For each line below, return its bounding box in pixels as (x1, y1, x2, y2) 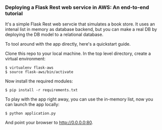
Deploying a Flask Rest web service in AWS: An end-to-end (5, 4, 149, 11)
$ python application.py (5, 111, 56, 116)
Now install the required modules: (5, 78, 73, 84)
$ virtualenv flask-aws (5, 65, 54, 70)
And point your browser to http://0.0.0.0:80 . (5, 120, 93, 126)
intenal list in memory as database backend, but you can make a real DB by (5, 26, 157, 32)
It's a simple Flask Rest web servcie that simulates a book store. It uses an (5, 21, 156, 27)
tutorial (5, 10, 23, 17)
